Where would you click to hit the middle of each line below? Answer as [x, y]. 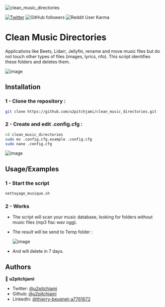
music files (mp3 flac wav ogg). [45, 222]
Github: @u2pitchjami [35, 294]
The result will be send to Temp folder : [52, 232]
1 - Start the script [27, 183]
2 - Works [17, 206]
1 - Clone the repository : [36, 101]
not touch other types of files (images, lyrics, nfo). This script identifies [78, 56]
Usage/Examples [32, 169]
